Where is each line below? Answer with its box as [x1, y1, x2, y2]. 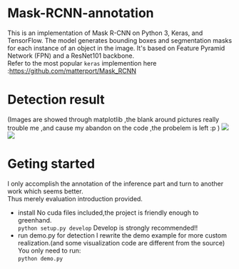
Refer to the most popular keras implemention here [7, 59, 157, 67]
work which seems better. [7, 187, 83, 196]
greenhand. [17, 215, 52, 224]
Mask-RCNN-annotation [7, 5, 155, 21]
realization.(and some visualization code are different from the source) [17, 238, 225, 247]
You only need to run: [17, 246, 81, 255]
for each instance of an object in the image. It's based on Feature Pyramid [7, 44, 225, 52]
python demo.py [17, 255, 63, 262]
